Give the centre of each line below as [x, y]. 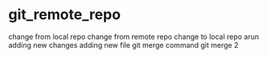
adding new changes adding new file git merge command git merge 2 [123, 44]
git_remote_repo [65, 15]
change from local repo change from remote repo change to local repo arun [134, 37]
